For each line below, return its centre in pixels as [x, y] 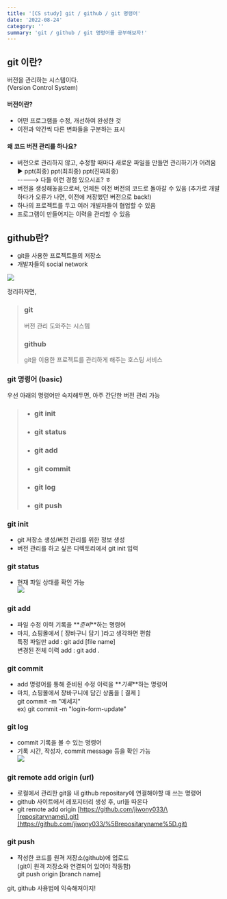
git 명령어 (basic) [35, 379]
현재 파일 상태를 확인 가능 [51, 582]
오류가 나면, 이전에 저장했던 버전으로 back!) [93, 197]
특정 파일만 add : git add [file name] [66, 641]
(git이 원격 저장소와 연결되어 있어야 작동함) [74, 866]
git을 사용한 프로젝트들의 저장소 [59, 256]
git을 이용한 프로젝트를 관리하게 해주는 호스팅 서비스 [93, 359]
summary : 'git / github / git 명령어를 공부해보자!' [77, 33]
